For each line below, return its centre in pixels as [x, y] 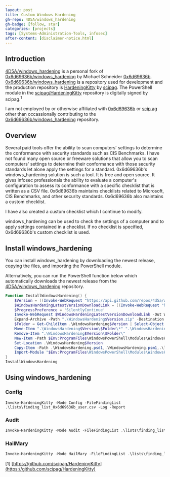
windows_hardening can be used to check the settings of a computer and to [85, 221]
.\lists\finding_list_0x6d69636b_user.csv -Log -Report [65, 407]
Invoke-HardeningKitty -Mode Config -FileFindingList [63, 403]
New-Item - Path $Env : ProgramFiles [51, 338]
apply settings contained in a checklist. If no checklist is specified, [74, 227]
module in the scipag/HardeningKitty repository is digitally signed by [77, 92]
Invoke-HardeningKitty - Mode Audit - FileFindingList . [64, 431]
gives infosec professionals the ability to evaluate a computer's [71, 180]
